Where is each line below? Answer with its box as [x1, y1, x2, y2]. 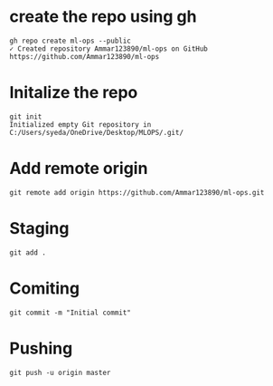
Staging [9, 218, 70, 238]
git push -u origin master [9, 368, 111, 377]
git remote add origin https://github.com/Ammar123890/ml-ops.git [9, 188, 265, 197]
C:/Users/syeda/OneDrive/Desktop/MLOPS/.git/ [9, 128, 184, 137]
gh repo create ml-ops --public [9, 36, 131, 45]
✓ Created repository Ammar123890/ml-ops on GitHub [9, 43, 208, 53]
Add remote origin [9, 159, 148, 179]
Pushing [9, 338, 73, 359]
